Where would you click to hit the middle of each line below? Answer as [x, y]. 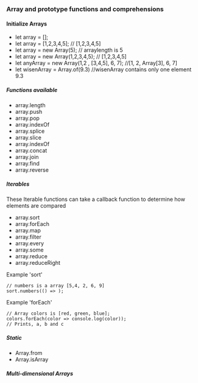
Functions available [32, 90]
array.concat [31, 150]
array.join [27, 157]
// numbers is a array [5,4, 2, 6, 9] [55, 286]
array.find [27, 164]
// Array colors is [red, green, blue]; [58, 314]
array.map [28, 231]
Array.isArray [32, 360]
